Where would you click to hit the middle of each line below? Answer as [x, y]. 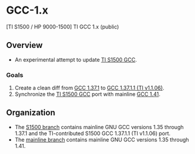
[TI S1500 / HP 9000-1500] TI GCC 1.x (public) [63, 27]
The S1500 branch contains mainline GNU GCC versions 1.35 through [99, 127]
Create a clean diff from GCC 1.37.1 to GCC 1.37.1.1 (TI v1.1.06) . [89, 88]
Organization [31, 113]
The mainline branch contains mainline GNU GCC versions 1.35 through [102, 139]
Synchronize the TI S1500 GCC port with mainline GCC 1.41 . [87, 94]
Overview [25, 45]
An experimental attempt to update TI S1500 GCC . [76, 59]
